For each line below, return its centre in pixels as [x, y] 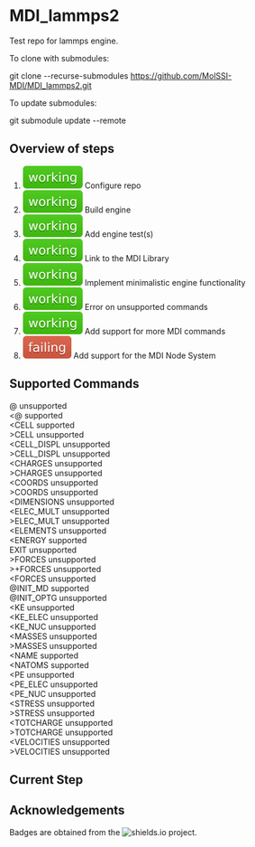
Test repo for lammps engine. [64, 41]
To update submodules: [53, 103]
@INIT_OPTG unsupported [58, 598]
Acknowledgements [67, 810]
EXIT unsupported [43, 550]
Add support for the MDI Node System [145, 355]
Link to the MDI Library [127, 258]
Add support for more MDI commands [155, 331]
